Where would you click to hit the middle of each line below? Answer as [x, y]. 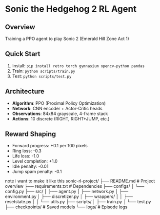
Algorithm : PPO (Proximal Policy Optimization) [59, 103]
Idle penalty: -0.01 [30, 166]
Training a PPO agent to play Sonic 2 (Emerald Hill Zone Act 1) [67, 39]
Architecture [25, 91]
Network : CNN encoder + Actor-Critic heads [57, 108]
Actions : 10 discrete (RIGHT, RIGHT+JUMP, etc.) [61, 118]
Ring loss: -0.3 [27, 151]
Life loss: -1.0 [26, 156]
